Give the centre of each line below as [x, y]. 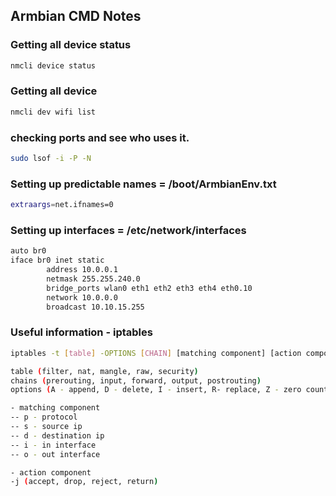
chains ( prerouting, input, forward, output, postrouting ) [136, 380]
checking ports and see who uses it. [100, 137]
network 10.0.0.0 [82, 297]
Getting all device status [71, 45]
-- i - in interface [53, 445]
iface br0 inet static [57, 260]
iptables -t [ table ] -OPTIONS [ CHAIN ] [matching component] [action [156, 353]
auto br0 [28, 251]
